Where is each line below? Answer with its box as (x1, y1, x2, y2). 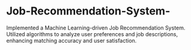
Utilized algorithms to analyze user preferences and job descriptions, (6, 30, 178, 37)
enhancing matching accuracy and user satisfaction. (6, 37, 137, 44)
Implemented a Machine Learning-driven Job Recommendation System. (6, 24, 186, 31)
